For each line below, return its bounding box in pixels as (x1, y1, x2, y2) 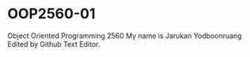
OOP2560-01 (7, 5, 96, 23)
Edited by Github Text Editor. (7, 39, 100, 48)
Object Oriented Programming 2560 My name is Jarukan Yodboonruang (7, 31, 242, 40)
